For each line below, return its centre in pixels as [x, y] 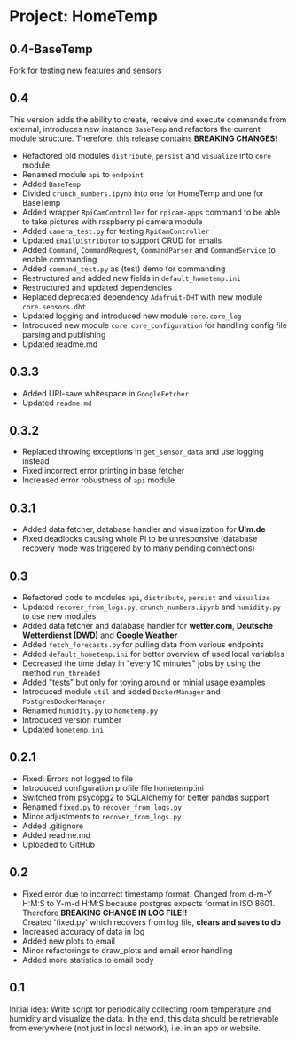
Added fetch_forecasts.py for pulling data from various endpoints [143, 645]
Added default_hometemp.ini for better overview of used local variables [153, 654]
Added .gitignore [53, 826]
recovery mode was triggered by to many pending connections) [138, 548]
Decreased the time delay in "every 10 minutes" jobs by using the [141, 663]
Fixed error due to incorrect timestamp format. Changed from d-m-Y [147, 894]
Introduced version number [72, 720]
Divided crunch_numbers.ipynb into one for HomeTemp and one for [143, 193]
